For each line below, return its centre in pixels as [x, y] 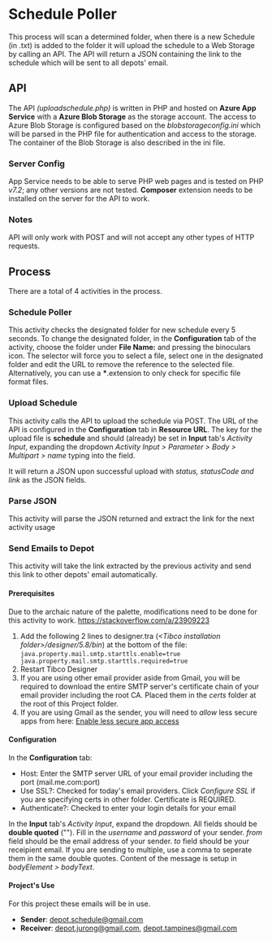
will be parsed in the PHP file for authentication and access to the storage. [133, 133]
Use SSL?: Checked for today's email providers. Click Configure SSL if [138, 790]
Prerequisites [32, 593]
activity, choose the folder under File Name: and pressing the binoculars [130, 348]
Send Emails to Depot [52, 548]
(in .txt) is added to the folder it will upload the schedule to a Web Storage [132, 45]
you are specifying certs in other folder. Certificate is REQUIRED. [128, 799]
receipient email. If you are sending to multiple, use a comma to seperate [130, 849]
